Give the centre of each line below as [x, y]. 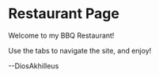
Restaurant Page [64, 14]
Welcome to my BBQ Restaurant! [61, 35]
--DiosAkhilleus [34, 66]
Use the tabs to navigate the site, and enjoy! [80, 50]
